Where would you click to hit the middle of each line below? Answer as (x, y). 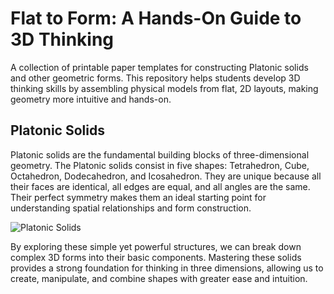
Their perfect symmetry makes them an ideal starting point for (138, 197)
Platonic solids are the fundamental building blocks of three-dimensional (160, 154)
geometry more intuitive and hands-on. (91, 99)
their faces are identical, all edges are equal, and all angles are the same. (160, 186)
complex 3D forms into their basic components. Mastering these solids (156, 257)
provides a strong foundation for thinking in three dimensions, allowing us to (167, 268)
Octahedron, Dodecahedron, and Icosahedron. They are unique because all (166, 176)
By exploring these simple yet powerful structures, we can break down (156, 246)
